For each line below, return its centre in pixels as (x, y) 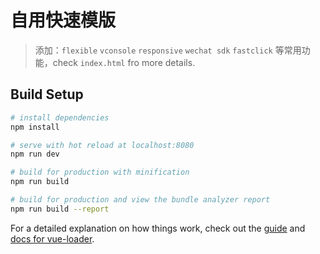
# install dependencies (60, 117)
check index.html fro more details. (124, 62)
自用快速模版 (63, 20)
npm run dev (35, 154)
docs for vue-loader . (52, 238)
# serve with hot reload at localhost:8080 (102, 145)
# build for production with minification (100, 172)
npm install (35, 127)
